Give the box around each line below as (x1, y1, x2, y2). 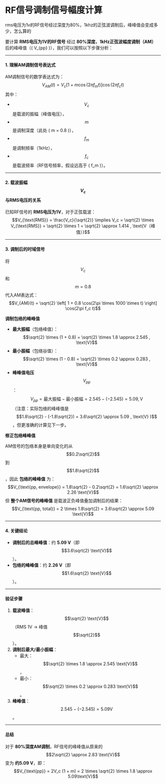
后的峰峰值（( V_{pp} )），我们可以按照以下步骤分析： (5, 45, 113, 51)
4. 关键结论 (5, 527, 28, 533)
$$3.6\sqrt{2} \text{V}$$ (61, 548, 112, 554)
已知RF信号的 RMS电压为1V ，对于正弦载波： (5, 209, 96, 215)
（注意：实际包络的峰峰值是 (12, 405, 69, 411)
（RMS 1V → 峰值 (12, 624, 48, 630)
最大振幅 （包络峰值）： (12, 326, 58, 332)
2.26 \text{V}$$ (67, 489, 99, 495)
